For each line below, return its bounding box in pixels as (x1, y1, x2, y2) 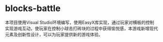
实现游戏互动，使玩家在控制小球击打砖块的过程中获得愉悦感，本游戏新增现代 (5, 25, 158, 31)
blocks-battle (5, 3, 61, 14)
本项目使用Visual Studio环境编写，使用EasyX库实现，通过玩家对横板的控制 (5, 19, 154, 25)
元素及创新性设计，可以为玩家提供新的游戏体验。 (5, 31, 103, 37)
